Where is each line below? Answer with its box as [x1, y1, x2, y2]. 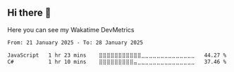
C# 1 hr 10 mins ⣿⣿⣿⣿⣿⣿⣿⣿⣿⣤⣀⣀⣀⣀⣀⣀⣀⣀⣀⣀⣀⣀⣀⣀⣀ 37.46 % [7, 58, 227, 65]
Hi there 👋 [7, 7, 51, 19]
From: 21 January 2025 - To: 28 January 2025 [7, 39, 143, 46]
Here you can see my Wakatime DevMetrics [7, 25, 135, 34]
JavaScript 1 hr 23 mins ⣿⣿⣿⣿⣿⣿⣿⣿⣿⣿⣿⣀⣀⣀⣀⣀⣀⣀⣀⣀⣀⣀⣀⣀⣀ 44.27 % [7, 52, 227, 59]
